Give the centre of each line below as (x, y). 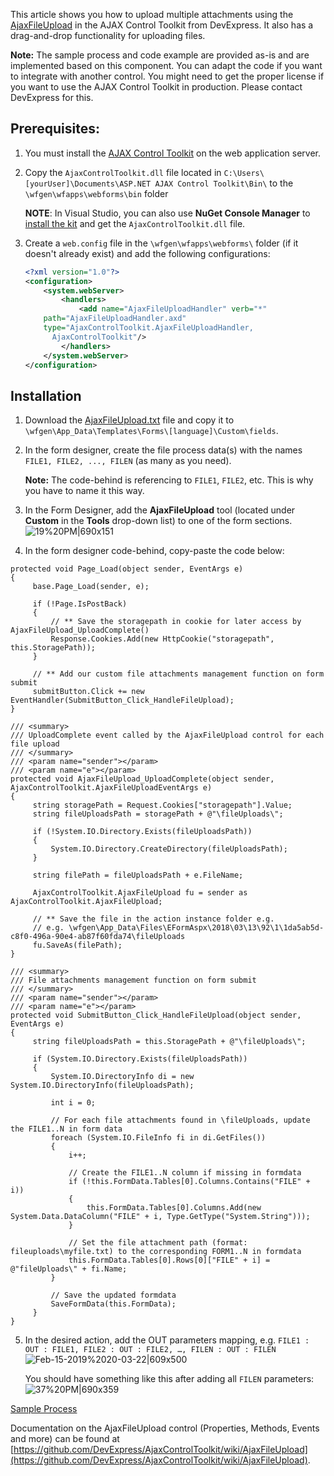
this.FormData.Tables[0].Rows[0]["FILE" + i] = (169, 1260)
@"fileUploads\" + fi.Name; (69, 1269)
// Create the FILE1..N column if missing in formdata (185, 1173)
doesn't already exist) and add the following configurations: (147, 253)
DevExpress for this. (52, 97)
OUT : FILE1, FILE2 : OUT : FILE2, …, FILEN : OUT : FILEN (150, 1350)
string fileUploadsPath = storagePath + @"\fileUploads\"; (158, 814)
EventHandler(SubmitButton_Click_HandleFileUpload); (122, 700)
